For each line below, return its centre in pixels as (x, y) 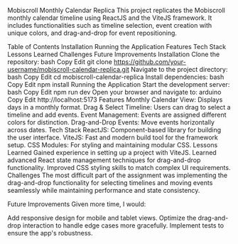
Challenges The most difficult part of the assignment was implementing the (118, 175)
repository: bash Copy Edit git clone (60, 62)
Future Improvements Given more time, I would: (77, 204)
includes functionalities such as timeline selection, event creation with (110, 25)
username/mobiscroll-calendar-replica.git (69, 69)
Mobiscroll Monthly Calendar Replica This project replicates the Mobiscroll (116, 10)
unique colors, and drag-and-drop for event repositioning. (92, 33)
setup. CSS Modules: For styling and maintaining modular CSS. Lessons (113, 145)
